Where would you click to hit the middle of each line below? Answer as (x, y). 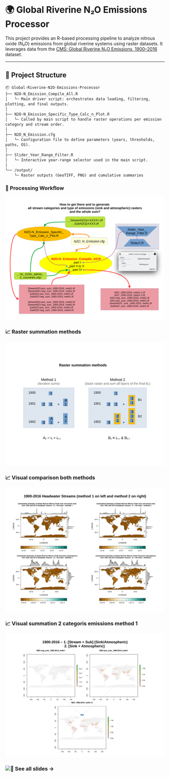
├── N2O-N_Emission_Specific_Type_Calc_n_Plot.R (57, 114)
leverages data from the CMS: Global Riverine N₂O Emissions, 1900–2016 (81, 49)
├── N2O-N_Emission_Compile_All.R (42, 94)
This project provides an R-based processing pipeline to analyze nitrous (80, 38)
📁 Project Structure (36, 75)
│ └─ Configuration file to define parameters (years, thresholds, (80, 140)
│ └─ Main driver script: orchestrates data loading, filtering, (78, 99)
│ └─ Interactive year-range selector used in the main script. (77, 160)
